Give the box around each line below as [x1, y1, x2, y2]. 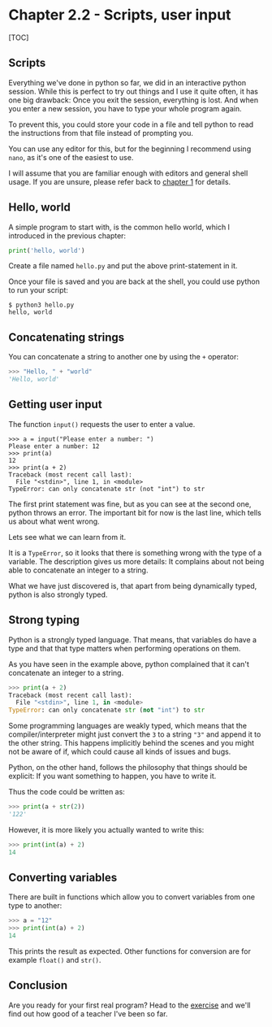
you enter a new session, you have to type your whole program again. [8, 103, 242, 113]
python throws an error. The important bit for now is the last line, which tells [8, 507, 261, 517]
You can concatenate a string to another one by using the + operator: [8, 352, 240, 362]
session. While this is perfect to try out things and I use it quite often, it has [8, 86, 258, 96]
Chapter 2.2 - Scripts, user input [8, 6, 231, 24]
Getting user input [8, 398, 103, 411]
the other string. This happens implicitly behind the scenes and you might [8, 738, 254, 748]
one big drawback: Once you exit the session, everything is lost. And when [8, 95, 258, 105]
